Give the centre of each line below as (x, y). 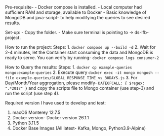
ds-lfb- (142, 32)
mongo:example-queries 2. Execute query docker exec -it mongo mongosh (79, 72)
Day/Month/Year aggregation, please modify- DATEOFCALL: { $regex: (75, 83)
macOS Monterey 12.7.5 (36, 112)
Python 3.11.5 (25, 123)
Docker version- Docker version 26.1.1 (51, 118)
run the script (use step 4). (32, 93)
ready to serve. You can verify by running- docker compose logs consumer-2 (82, 58)
